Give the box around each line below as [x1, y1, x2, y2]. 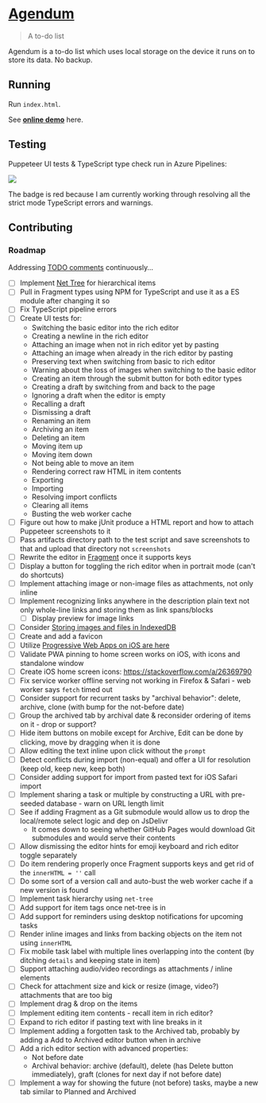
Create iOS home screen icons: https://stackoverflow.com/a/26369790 [19, 667, 253, 677]
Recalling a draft [31, 399, 86, 409]
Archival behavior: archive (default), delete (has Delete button [31, 1061, 234, 1070]
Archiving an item [31, 424, 90, 434]
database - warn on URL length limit [46, 798, 164, 808]
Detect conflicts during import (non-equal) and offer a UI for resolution [19, 754, 251, 765]
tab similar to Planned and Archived [19, 1086, 137, 1096]
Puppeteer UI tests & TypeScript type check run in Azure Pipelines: [8, 158, 228, 168]
